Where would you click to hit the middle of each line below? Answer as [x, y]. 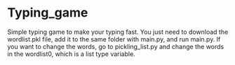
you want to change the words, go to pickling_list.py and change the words [116, 46]
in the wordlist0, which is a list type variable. [71, 54]
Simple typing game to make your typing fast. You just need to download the [118, 32]
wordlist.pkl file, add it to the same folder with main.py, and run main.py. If [114, 39]
